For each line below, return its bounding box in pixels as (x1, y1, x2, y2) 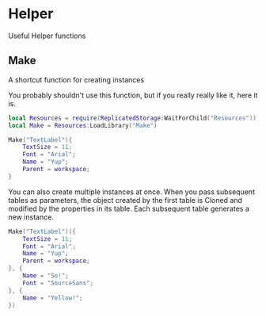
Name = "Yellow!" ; (22, 294, 83, 302)
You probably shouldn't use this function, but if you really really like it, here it (8, 90, 258, 100)
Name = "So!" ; (22, 272, 69, 280)
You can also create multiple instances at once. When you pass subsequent (8, 187, 256, 197)
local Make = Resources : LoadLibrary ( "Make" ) (8, 121, 158, 129)
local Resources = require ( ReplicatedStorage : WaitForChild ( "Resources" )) (8, 114, 257, 122)
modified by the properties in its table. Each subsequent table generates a (8, 204, 249, 213)
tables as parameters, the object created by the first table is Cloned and (8, 195, 243, 204)
